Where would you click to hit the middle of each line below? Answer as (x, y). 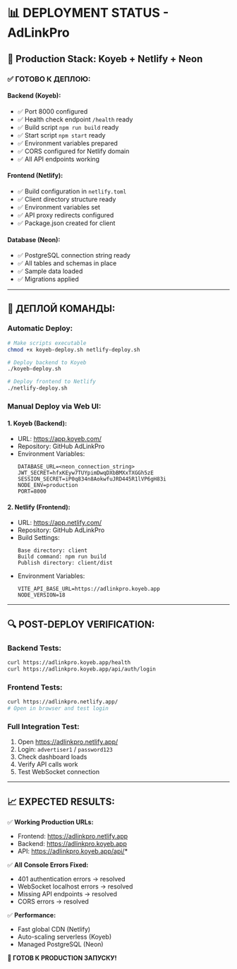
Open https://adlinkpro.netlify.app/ (68, 742)
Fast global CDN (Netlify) (54, 929)
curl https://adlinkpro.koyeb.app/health (69, 663)
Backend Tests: (35, 648)
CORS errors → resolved (53, 901)
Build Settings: (38, 538)
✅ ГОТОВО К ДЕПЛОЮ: (49, 79)
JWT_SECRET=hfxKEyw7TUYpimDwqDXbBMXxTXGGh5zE (85, 473)
